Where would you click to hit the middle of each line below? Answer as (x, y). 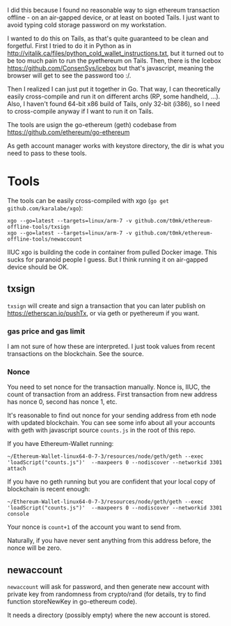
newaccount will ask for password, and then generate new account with (109, 587)
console (18, 514)
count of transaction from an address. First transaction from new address (112, 394)
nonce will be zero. (34, 548)
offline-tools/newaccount (45, 239)
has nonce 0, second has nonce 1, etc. (62, 402)
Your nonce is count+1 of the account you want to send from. (95, 527)
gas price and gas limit (46, 331)
